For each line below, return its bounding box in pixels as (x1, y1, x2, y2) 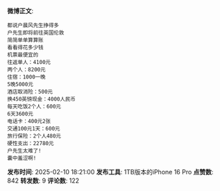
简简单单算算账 (7, 37, 44, 44)
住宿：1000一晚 (7, 74, 46, 81)
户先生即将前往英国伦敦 (7, 29, 65, 36)
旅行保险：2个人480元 (7, 133, 61, 140)
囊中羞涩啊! (7, 155, 37, 162)
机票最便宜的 (7, 51, 39, 58)
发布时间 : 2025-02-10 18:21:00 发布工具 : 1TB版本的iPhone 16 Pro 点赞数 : (7, 168, 214, 176)
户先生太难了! (7, 147, 42, 154)
